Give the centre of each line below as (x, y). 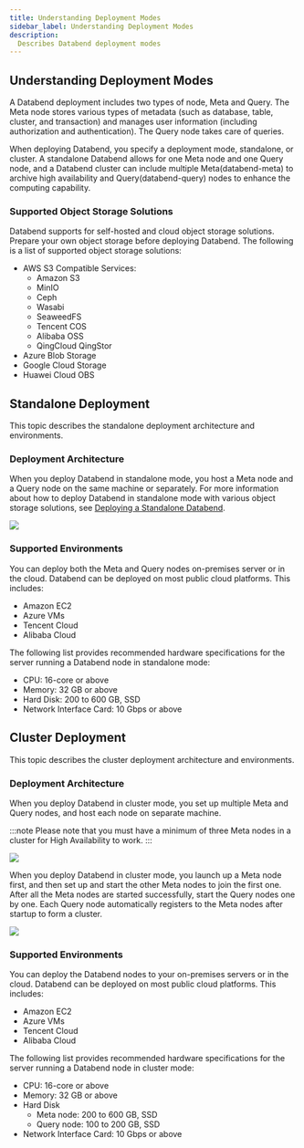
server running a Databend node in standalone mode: (110, 662)
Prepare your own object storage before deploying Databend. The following (152, 241)
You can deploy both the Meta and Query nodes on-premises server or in (147, 569)
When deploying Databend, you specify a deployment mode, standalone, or (152, 149)
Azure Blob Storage (59, 356)
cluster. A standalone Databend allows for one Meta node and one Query (147, 159)
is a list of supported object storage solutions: (96, 251)
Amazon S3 (58, 278)
